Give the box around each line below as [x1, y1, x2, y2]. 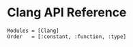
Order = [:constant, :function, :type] [7, 33, 127, 40]
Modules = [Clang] [7, 27, 59, 34]
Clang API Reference [7, 5, 127, 20]
